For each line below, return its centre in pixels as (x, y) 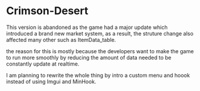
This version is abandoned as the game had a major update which (87, 27)
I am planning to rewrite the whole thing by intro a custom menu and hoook (98, 75)
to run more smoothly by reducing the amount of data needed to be (89, 57)
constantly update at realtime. (43, 64)
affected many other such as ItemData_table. (61, 40)
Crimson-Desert (47, 11)
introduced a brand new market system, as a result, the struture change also (100, 33)
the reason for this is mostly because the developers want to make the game (100, 51)
